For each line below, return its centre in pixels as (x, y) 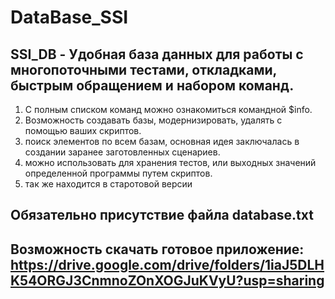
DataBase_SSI (69, 17)
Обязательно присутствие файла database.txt (162, 215)
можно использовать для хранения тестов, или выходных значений (170, 162)
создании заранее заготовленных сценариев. (122, 152)
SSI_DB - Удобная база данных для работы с (157, 54)
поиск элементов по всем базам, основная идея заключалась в (162, 141)
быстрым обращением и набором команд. (152, 85)
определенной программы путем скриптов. (118, 173)
